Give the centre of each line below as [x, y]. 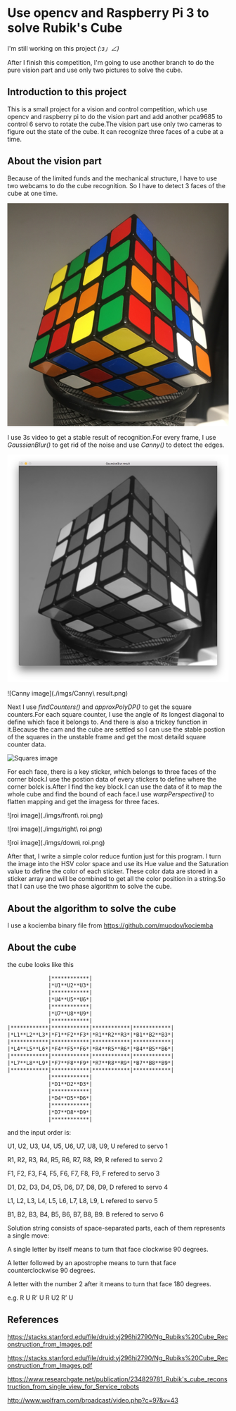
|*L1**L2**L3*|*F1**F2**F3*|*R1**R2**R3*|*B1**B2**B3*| [91, 1035]
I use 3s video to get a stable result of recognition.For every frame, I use [112, 437]
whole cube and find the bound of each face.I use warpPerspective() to [111, 794]
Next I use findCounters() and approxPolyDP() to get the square [99, 707]
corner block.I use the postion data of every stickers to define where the [112, 780]
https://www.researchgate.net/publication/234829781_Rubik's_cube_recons [117, 1379]
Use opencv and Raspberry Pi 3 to [108, 13]
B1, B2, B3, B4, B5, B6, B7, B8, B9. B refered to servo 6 [85, 1214]
